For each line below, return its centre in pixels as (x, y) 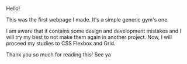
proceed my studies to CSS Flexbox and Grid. (61, 43)
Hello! (13, 8)
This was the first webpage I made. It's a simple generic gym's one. (88, 19)
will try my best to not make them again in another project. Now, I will (89, 37)
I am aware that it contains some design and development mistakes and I (94, 31)
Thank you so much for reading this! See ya (58, 54)
